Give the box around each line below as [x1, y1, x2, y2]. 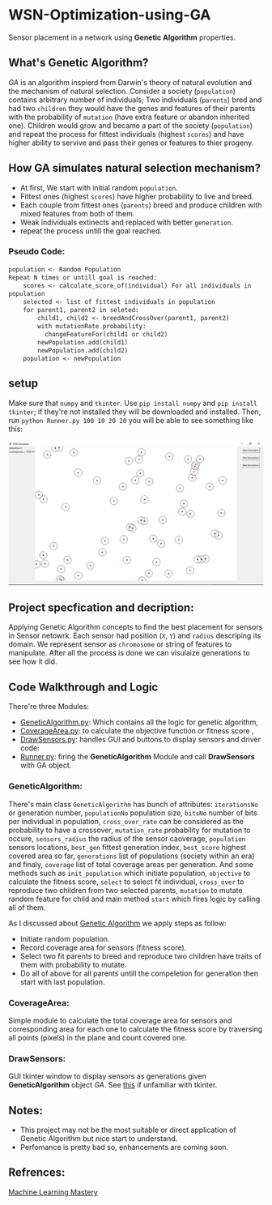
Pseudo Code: [8, 246, 66, 257]
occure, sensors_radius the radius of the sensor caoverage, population [8, 833, 246, 844]
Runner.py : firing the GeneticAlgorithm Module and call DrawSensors [19, 752, 255, 762]
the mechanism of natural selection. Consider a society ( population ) [8, 86, 236, 96]
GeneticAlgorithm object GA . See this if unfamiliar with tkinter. [8, 1080, 218, 1090]
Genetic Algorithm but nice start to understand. [19, 1134, 178, 1143]
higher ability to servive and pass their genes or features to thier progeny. [8, 138, 254, 147]
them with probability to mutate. [19, 959, 127, 969]
